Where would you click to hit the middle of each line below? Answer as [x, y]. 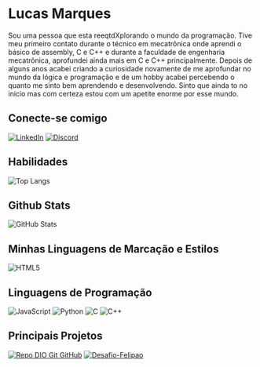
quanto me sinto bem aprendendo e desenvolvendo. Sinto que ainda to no [128, 85]
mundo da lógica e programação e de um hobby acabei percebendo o [121, 77]
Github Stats [39, 205]
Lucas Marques [60, 14]
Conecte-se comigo [58, 118]
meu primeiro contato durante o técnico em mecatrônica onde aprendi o [125, 43]
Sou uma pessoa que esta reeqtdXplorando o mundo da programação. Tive [130, 35]
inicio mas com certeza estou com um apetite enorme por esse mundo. [123, 93]
